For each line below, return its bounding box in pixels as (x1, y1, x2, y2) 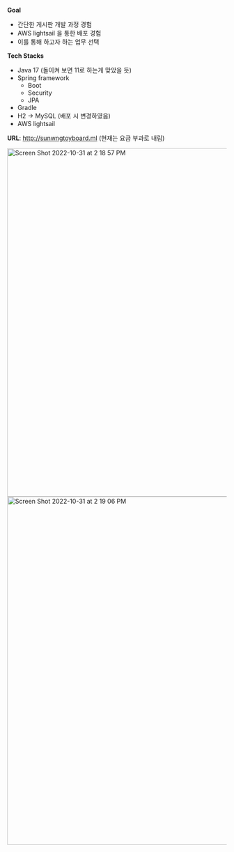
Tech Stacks (7, 52, 44, 60)
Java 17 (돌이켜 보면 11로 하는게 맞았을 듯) (17, 66, 132, 74)
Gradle (17, 104, 37, 111)
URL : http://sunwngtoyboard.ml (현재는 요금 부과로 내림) (7, 134, 165, 142)
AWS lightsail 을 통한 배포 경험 (17, 29, 102, 37)
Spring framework (17, 74, 70, 82)
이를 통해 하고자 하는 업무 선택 (17, 38, 100, 46)
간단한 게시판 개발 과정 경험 (17, 20, 93, 29)
